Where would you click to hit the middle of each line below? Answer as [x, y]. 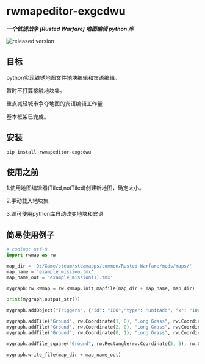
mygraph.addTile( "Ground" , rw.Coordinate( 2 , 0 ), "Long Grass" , [88, 327]
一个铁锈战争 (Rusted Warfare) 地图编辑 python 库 [70, 29]
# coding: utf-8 [27, 249]
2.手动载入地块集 [27, 201]
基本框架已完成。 [28, 116]
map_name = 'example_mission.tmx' [50, 272]
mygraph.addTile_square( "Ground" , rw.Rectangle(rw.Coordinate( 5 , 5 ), [97, 344]
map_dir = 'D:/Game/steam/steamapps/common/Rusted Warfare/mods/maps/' [99, 266]
